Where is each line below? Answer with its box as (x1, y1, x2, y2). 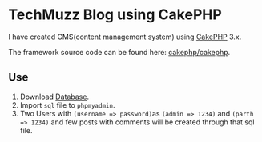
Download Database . (19, 92, 90, 101)
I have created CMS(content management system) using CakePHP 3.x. (8, 32, 242, 41)
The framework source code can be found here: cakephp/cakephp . (8, 47, 231, 57)
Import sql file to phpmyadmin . (19, 100, 115, 109)
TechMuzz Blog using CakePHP (8, 6, 222, 24)
